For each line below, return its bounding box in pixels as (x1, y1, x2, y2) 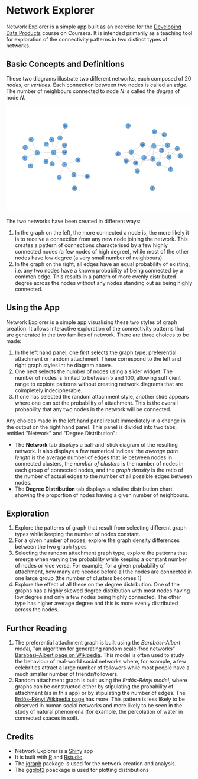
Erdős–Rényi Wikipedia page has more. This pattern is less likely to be (14, 695, 185, 703)
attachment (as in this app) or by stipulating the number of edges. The (14, 690, 186, 697)
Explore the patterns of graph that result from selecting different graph (14, 524, 187, 531)
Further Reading (6, 623, 67, 633)
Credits (6, 732, 34, 742)
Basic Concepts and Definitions (6, 59, 125, 69)
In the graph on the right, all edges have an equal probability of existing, (14, 260, 190, 267)
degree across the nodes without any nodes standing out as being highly (14, 279, 193, 286)
